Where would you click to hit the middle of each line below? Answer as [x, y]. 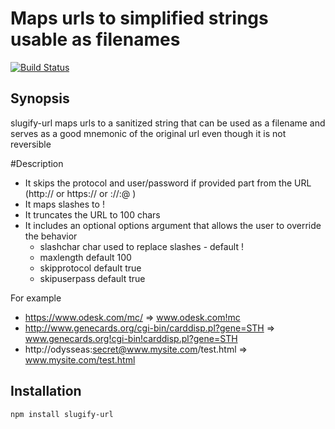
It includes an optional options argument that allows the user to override [173, 225]
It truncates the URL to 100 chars [92, 214]
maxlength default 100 [85, 257]
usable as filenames [95, 39]
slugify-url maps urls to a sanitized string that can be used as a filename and [168, 123]
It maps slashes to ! [64, 204]
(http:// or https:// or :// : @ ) [80, 193]
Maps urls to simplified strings [139, 18]
